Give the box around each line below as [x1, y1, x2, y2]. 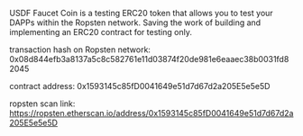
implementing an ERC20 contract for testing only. [9, 27, 192, 37]
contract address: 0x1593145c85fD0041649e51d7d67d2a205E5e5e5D [9, 81, 271, 91]
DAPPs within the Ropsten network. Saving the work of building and [9, 17, 262, 28]
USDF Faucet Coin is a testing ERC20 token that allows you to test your [9, 8, 273, 18]
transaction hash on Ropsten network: [9, 44, 151, 55]
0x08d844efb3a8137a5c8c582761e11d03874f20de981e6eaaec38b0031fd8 [9, 54, 289, 64]
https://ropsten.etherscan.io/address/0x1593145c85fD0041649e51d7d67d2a [9, 108, 294, 118]
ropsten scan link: [9, 98, 76, 109]
